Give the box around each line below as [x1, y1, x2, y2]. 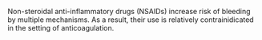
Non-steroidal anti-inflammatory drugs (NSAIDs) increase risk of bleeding [7, 7, 251, 16]
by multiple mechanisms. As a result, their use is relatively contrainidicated [7, 15, 254, 24]
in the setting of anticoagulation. [7, 24, 115, 32]
